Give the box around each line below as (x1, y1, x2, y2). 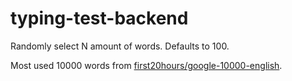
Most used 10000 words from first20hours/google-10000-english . (10, 59, 283, 71)
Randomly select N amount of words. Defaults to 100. (10, 40, 230, 52)
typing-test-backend (10, 7, 189, 30)
